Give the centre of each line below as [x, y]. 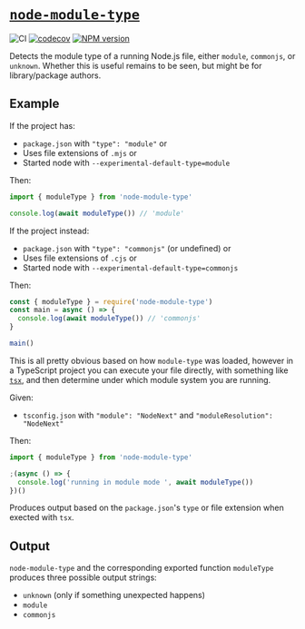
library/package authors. [55, 75]
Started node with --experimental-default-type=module [126, 162]
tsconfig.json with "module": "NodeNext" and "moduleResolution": [148, 415]
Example [34, 104]
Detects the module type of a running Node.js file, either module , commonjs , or [152, 55]
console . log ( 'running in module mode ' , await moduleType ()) [136, 482]
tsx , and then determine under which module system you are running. [140, 379]
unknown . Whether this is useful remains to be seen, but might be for [136, 65]
